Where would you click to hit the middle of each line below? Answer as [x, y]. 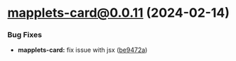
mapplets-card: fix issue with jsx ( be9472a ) [82, 50]
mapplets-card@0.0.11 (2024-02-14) [118, 13]
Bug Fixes [25, 35]
